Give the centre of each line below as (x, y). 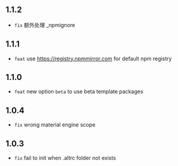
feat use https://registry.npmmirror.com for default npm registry (93, 59)
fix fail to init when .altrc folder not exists (65, 158)
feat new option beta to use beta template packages (79, 91)
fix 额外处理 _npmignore (45, 25)
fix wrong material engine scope (55, 125)
